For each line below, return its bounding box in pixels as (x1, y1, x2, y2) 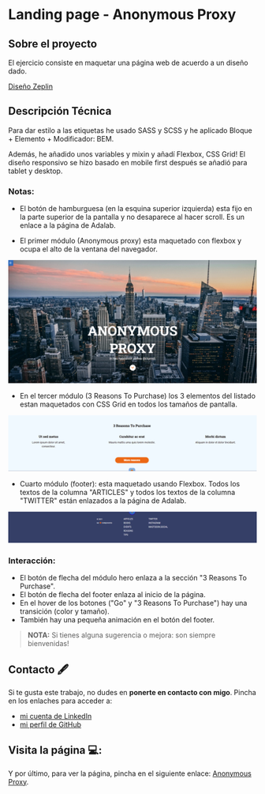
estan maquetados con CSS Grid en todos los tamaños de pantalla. (19, 399, 238, 409)
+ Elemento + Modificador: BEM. (8, 134, 114, 143)
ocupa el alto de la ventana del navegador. (19, 244, 158, 254)
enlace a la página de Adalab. (19, 221, 116, 230)
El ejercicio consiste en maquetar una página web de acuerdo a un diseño (8, 58, 248, 67)
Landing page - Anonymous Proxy (8, 6, 237, 24)
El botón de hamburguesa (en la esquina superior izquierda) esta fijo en (19, 204, 252, 214)
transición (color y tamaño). (19, 607, 110, 616)
